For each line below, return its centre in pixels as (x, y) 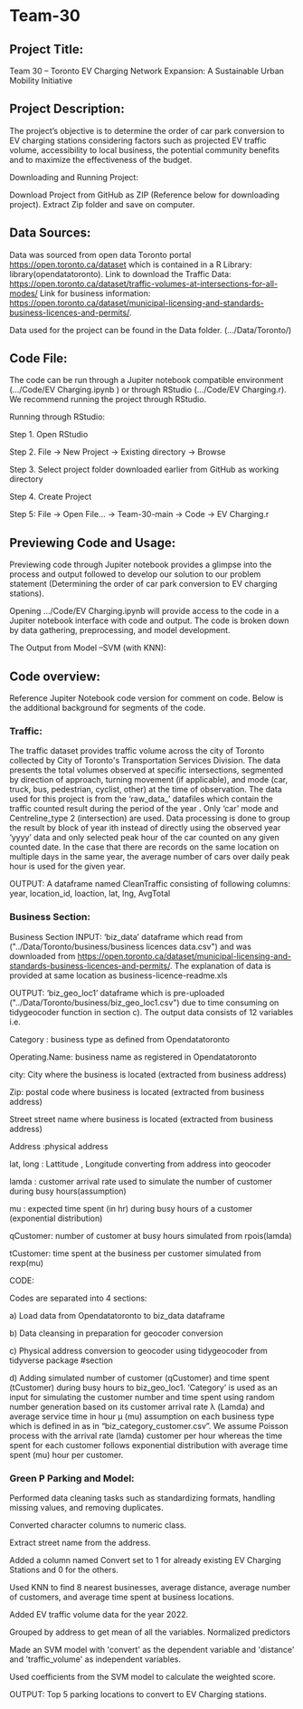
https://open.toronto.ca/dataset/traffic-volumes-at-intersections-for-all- (144, 283)
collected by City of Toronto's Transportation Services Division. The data (145, 761)
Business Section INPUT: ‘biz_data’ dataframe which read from (126, 936)
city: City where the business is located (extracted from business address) (148, 1074)
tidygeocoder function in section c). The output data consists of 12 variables (151, 1012)
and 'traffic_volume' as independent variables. (95, 1659)
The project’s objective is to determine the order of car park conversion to (147, 130)
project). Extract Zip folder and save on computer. (102, 204)
